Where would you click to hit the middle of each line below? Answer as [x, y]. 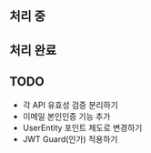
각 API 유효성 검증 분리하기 [70, 105]
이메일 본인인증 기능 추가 [66, 116]
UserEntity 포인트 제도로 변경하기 [82, 127]
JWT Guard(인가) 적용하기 [70, 138]
